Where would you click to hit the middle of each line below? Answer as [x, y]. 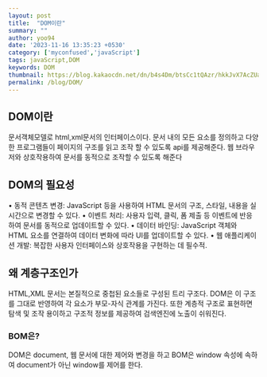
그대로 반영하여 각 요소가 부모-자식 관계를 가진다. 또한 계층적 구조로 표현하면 [134, 303]
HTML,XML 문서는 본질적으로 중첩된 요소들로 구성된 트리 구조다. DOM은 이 [125, 293]
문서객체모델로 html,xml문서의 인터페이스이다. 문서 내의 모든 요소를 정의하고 [126, 137]
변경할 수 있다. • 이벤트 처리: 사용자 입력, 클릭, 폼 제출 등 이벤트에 [137, 215]
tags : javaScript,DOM [44, 61]
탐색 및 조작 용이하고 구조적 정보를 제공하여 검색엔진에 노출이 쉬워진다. [117, 313]
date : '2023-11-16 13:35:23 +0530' [67, 45]
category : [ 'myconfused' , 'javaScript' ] [74, 53]
